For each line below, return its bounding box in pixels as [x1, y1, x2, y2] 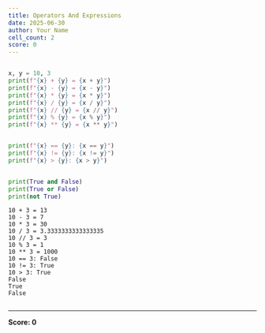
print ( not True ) [8, 193, 62, 200]
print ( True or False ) [8, 185, 80, 193]
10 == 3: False [8, 255, 58, 263]
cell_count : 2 [8, 33, 55, 42]
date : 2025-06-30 [8, 19, 65, 27]
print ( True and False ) [8, 178, 83, 185]
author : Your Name [8, 26, 69, 34]
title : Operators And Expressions [8, 11, 122, 20]
